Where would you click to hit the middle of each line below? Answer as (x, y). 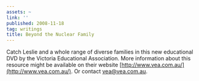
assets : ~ (19, 12)
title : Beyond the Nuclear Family (51, 35)
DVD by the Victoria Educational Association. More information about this (99, 58)
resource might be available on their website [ (64, 65)
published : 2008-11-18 (35, 23)
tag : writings (24, 29)
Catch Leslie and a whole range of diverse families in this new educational (100, 52)
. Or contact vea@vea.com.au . (109, 71)
